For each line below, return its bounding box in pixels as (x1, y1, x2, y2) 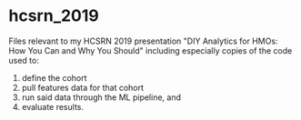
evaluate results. (21, 101, 84, 112)
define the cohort (21, 72, 87, 83)
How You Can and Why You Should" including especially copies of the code (8, 45, 293, 55)
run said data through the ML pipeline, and (21, 92, 182, 103)
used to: (8, 55, 40, 65)
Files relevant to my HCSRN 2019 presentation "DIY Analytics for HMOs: (8, 35, 278, 46)
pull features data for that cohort (21, 82, 145, 93)
